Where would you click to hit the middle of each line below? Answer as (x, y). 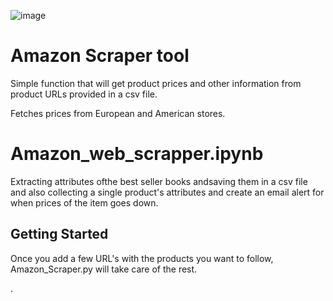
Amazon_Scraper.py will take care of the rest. (104, 269)
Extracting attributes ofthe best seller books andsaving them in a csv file (159, 181)
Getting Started (59, 234)
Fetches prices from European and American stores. (118, 113)
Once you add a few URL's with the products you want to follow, (142, 258)
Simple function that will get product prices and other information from (156, 83)
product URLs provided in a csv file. (84, 94)
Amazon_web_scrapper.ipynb (137, 154)
